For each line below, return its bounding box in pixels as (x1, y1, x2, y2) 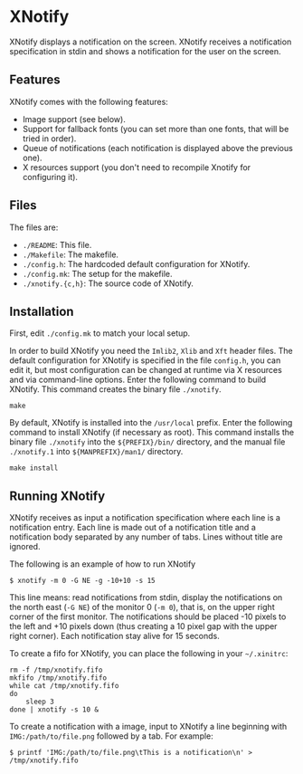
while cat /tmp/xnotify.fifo (9, 682, 119, 691)
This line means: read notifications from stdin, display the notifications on (9, 592, 283, 603)
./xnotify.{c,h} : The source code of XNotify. (22, 278, 194, 289)
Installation (9, 303, 74, 319)
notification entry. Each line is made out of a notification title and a (9, 522, 256, 533)
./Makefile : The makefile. (22, 249, 119, 260)
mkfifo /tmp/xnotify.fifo (9, 674, 107, 683)
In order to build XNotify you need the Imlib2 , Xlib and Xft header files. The (9, 346, 293, 357)
